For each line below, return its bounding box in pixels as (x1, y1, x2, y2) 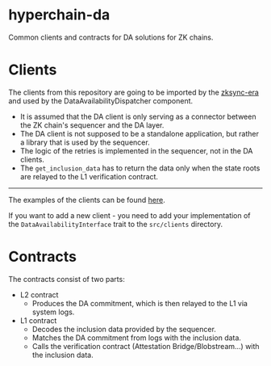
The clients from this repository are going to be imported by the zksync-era (8, 87, 260, 97)
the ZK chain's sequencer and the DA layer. (19, 120, 165, 130)
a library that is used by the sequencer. (19, 137, 151, 147)
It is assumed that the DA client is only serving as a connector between (19, 111, 256, 121)
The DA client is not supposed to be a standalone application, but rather (19, 128, 260, 138)
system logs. (31, 307, 75, 317)
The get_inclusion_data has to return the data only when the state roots (19, 163, 261, 173)
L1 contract (19, 315, 57, 325)
